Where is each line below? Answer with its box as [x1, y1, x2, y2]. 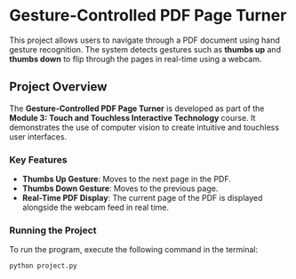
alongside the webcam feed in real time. [21, 202, 170, 213]
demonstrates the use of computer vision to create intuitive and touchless [9, 122, 280, 132]
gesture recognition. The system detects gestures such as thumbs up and [9, 44, 282, 54]
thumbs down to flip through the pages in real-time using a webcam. [9, 53, 262, 64]
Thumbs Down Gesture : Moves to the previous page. [21, 183, 219, 194]
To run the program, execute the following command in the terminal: [9, 244, 259, 255]
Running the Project [9, 224, 97, 236]
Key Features [9, 153, 68, 165]
